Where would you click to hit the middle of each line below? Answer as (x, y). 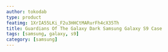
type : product (24, 17)
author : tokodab (26, 12)
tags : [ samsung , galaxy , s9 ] (43, 34)
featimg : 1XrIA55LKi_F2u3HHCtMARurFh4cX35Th (63, 23)
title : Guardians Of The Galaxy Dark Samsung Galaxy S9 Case (84, 28)
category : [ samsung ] (32, 39)
